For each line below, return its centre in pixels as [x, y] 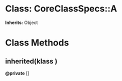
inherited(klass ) [31, 61]
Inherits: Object [22, 22]
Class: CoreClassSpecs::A [61, 9]
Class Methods [37, 43]
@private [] [17, 73]
